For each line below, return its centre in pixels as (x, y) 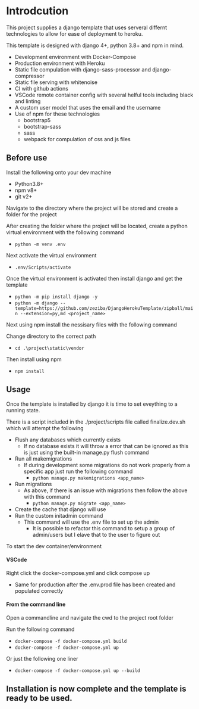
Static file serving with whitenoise (56, 82)
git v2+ (23, 196)
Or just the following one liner (42, 658)
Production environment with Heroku (60, 63)
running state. (23, 410)
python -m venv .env (40, 244)
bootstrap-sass (42, 126)
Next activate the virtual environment (51, 255)
